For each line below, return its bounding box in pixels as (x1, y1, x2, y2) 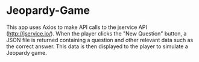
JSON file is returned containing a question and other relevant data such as (6, 36, 194, 43)
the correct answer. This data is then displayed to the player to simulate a (6, 43, 188, 50)
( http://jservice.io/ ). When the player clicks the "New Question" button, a (6, 29, 187, 37)
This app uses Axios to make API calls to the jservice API (6, 23, 148, 31)
